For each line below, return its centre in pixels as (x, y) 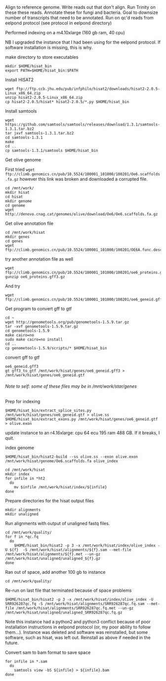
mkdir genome (19, 201)
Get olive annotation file (29, 223)
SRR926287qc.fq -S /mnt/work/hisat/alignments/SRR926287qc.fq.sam (75, 604)
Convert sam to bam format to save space (48, 653)
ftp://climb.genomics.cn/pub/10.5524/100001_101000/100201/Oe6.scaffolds (83, 174)
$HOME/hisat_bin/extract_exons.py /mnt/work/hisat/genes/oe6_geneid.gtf (82, 419)
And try (13, 286)
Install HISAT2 (19, 80)
